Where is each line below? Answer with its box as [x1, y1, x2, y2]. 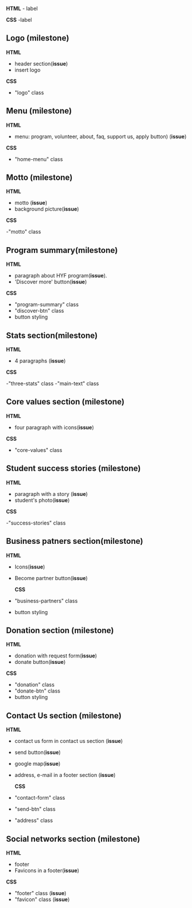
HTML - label [6, 5, 38, 12]
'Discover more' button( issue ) [14, 278, 88, 286]
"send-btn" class [14, 806, 56, 813]
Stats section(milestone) [6, 330, 98, 340]
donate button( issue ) [14, 659, 66, 666]
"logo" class [14, 89, 44, 96]
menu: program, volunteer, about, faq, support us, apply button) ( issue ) [14, 133, 187, 140]
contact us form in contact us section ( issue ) [14, 738, 123, 745]
